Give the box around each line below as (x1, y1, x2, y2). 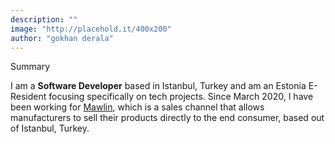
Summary (10, 61, 51, 73)
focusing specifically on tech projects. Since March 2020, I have (48, 91, 314, 103)
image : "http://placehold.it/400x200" (10, 24, 172, 34)
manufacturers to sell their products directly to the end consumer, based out (10, 112, 325, 124)
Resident (10, 91, 47, 103)
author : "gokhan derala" (10, 33, 114, 43)
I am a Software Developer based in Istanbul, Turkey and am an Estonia (10, 80, 307, 92)
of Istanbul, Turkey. (10, 122, 90, 135)
